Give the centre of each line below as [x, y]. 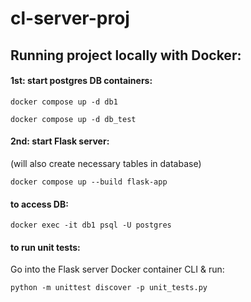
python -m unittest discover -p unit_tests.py [109, 288]
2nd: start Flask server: [60, 141]
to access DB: [39, 204]
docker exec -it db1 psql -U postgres [91, 225]
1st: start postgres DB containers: [81, 81]
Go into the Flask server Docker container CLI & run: [117, 269]
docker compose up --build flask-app [89, 182]
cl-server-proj [70, 18]
